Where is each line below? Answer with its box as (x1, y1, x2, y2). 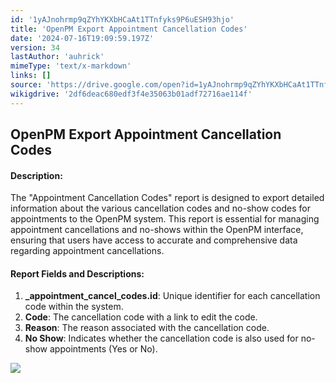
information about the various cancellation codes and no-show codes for (10, 202, 311, 215)
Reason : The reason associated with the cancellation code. (24, 322, 270, 334)
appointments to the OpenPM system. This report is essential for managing (10, 213, 320, 225)
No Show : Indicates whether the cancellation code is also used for (24, 332, 299, 345)
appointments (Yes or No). (49, 343, 158, 355)
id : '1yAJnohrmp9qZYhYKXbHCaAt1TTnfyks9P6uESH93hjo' (10, 14, 235, 25)
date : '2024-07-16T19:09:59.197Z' (10, 33, 155, 43)
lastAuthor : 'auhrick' (10, 52, 105, 62)
